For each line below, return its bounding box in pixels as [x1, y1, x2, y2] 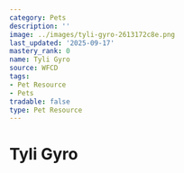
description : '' [9, 22, 70, 31]
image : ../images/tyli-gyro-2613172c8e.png [9, 30, 176, 39]
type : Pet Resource [9, 105, 83, 114]
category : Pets [9, 13, 67, 23]
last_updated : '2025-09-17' [9, 38, 115, 48]
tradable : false [9, 96, 70, 106]
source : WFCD [9, 64, 59, 73]
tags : [9, 72, 30, 81]
